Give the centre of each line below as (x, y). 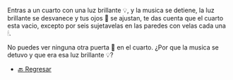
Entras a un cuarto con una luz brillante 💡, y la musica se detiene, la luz (111, 10)
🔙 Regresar (34, 69)
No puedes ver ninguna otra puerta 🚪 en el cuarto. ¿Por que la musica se (113, 47)
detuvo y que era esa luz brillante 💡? (60, 55)
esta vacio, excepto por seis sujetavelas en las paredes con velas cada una (116, 25)
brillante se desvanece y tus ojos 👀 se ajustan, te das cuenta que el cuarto (115, 18)
